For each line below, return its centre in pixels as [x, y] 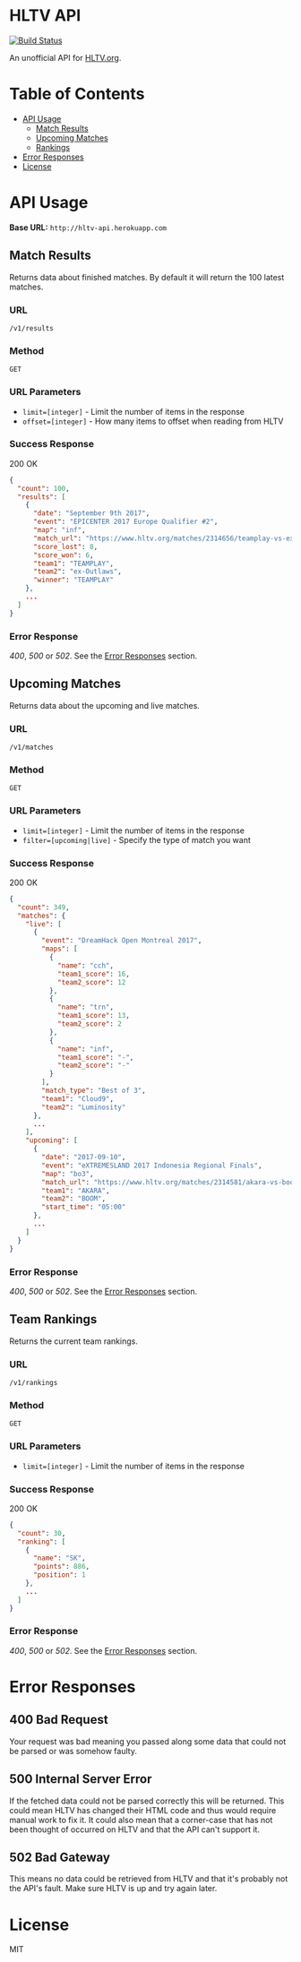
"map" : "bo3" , [68, 1174]
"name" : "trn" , [86, 1007]
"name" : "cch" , [86, 965]
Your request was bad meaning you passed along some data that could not [148, 1741]
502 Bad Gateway [60, 1858]
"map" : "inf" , [60, 530]
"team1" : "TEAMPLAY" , [73, 564]
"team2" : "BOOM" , [73, 1199]
